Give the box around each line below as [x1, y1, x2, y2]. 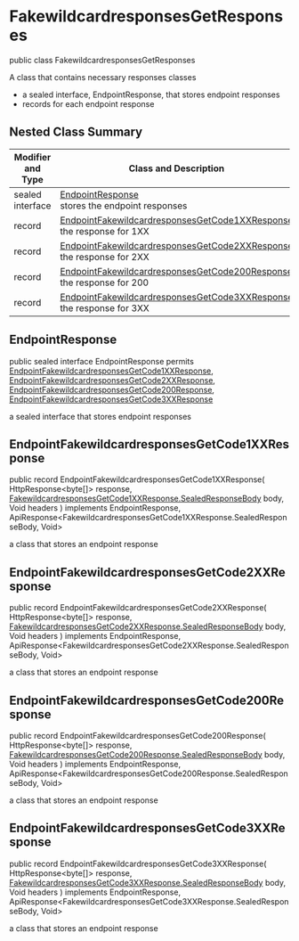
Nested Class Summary [9, 125, 143, 140]
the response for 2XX [60, 250, 149, 263]
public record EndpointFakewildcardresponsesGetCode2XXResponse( [9, 602, 267, 613]
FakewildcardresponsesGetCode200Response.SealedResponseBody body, [9, 749, 286, 759]
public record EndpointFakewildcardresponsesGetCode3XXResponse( [9, 858, 267, 869]
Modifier [13, 151, 52, 163]
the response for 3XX [60, 301, 149, 314]
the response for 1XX [60, 225, 149, 237]
